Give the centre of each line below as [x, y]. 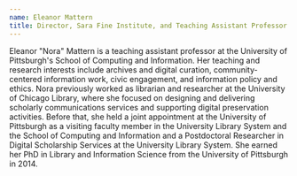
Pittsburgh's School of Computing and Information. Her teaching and [135, 60]
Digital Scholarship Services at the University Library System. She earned [143, 145]
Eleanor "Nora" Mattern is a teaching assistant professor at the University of [148, 50]
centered [26, 79]
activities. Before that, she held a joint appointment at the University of [138, 117]
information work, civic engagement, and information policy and [160, 79]
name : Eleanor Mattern [51, 17]
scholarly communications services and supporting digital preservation [139, 107]
